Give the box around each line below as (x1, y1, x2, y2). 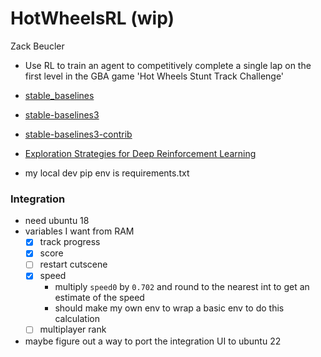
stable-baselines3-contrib (24, 128, 133, 140)
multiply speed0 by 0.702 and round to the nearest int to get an (54, 281, 310, 293)
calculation (54, 313, 100, 325)
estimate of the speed (54, 292, 145, 304)
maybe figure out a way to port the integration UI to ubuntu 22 (24, 335, 282, 347)
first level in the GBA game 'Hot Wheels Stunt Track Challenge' (24, 70, 285, 82)
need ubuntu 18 (24, 215, 90, 227)
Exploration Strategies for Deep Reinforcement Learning (24, 147, 257, 159)
